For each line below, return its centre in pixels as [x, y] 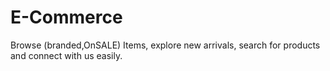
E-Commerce [66, 17]
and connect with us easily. [66, 55]
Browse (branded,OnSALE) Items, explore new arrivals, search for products [165, 45]
